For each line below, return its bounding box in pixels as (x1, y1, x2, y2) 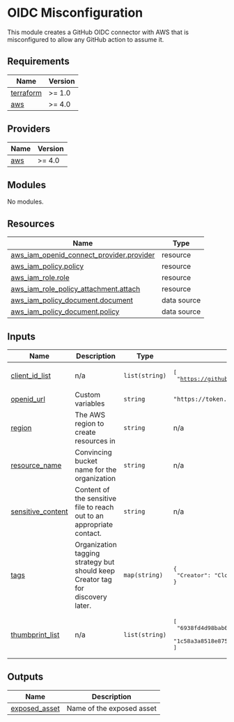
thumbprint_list (10, 629, 60, 639)
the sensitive (75, 493, 117, 503)
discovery (75, 592, 108, 601)
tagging (75, 548, 100, 558)
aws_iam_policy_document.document (10, 295, 134, 305)
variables (75, 399, 105, 408)
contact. (75, 528, 102, 538)
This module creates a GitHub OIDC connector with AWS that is (7, 28, 189, 36)
